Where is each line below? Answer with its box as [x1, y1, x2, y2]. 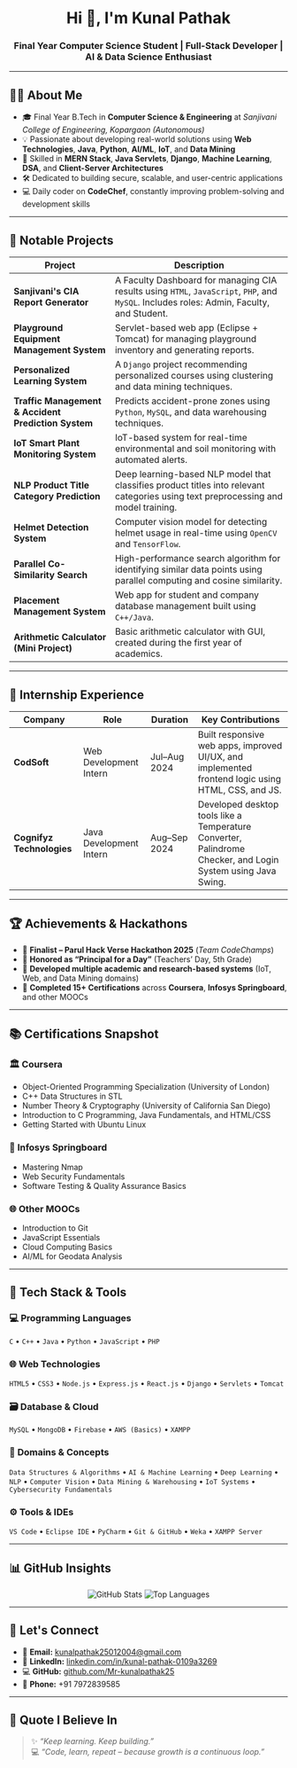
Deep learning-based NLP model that [114, 468, 271, 481]
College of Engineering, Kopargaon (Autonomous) [21, 124, 205, 136]
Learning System [13, 375, 88, 387]
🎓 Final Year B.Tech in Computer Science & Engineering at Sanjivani [21, 112, 277, 122]
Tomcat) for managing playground [114, 332, 257, 345]
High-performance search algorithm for [114, 552, 281, 565]
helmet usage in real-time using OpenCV [114, 527, 278, 539]
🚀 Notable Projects [9, 232, 114, 247]
